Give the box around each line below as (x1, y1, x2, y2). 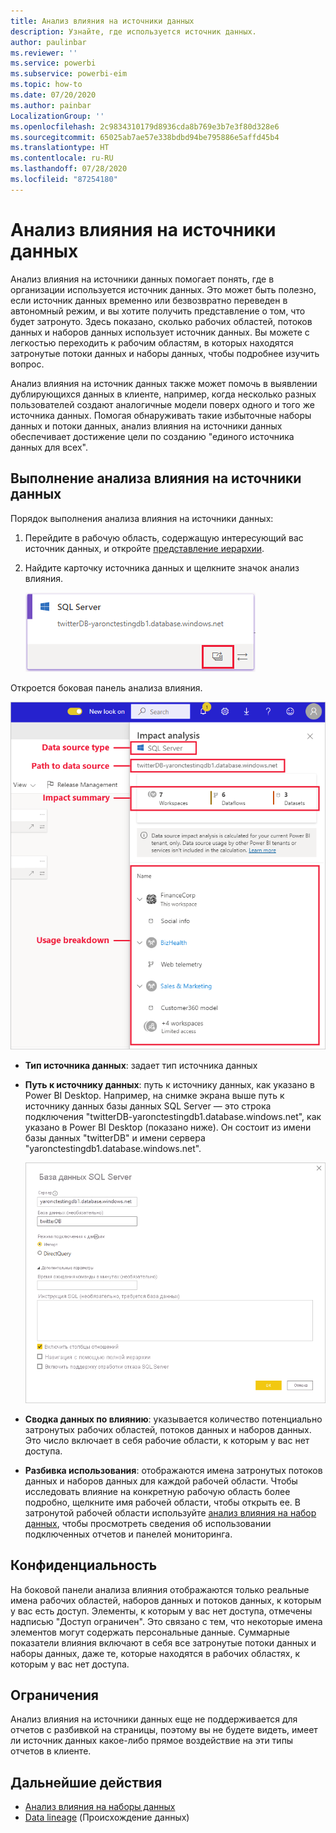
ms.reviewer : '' (10, 48, 78, 58)
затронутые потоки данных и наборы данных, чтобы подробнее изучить (10, 347, 320, 359)
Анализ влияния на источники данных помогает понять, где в (10, 273, 275, 285)
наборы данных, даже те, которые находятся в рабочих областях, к (10, 1647, 300, 1659)
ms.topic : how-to (10, 80, 83, 90)
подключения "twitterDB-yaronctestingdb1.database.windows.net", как (24, 1111, 322, 1123)
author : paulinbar (10, 37, 87, 47)
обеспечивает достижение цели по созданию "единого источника (10, 430, 295, 442)
